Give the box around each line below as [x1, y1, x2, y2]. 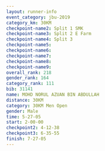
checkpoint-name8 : [6, 58, 52, 64]
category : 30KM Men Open [6, 102, 68, 109]
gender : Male [6, 108, 39, 114]
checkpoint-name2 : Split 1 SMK [6, 25, 84, 32]
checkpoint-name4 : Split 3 [6, 36, 73, 42]
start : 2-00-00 [6, 119, 44, 125]
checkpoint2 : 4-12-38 [6, 125, 60, 131]
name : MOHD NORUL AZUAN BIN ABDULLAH [6, 92, 100, 97]
